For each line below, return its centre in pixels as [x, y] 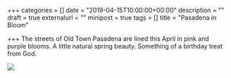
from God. [22, 53]
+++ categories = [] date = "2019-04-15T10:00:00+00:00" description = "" [116, 10]
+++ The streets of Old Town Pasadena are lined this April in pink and [108, 39]
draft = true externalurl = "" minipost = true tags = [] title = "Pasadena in [112, 18]
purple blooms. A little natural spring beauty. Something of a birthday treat [115, 46]
